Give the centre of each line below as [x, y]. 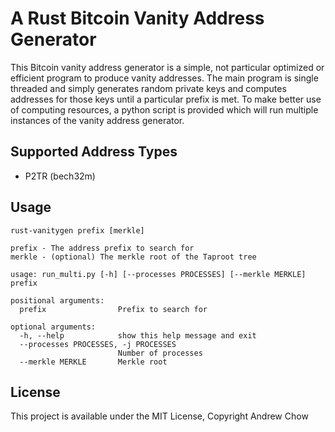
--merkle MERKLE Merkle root [93, 362]
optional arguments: [53, 327]
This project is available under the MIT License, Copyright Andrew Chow [159, 416]
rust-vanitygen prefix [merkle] [77, 230]
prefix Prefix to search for [113, 309]
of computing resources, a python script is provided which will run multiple [164, 109]
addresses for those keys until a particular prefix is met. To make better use [166, 99]
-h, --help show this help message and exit [138, 335]
